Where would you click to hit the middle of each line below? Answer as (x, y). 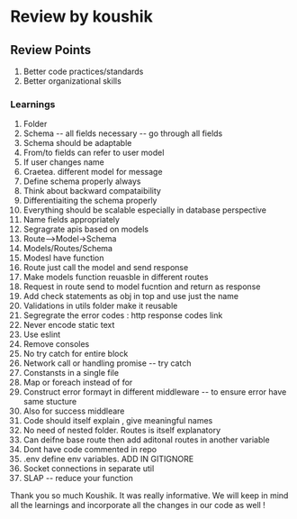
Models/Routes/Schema (68, 249)
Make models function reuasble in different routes (116, 278)
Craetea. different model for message (93, 172)
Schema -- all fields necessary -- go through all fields (123, 133)
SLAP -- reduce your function (78, 478)
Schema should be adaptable (77, 143)
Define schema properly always (82, 181)
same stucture (50, 402)
